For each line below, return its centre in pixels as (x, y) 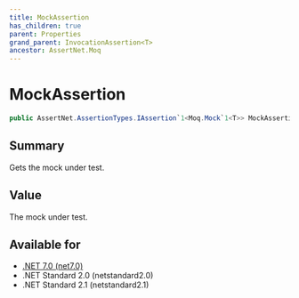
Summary (37, 146)
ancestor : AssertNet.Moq (55, 51)
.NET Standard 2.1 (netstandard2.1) (85, 285)
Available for (45, 244)
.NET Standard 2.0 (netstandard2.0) (88, 276)
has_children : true (45, 26)
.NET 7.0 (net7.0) (53, 266)
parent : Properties (45, 34)
